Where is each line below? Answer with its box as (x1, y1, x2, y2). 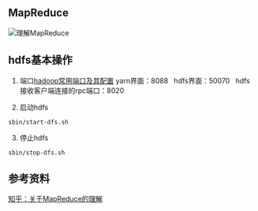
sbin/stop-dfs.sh (8, 149, 65, 157)
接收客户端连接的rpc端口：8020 (19, 86, 125, 95)
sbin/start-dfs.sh (8, 118, 69, 126)
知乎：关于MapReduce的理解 (8, 194, 103, 204)
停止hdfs (19, 133, 49, 143)
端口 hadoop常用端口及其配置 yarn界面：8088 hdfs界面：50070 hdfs (19, 76, 251, 85)
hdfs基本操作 (8, 54, 73, 67)
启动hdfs (19, 102, 49, 112)
